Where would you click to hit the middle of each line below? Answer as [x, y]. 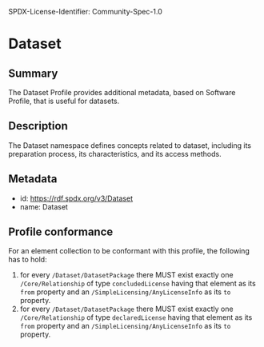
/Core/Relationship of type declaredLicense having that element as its [136, 317]
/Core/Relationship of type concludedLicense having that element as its [138, 284]
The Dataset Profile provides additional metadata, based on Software [122, 92]
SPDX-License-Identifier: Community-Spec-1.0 [85, 12]
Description [38, 126]
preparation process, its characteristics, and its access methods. [115, 154]
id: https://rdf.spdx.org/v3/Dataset [76, 198]
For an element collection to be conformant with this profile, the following [129, 251]
